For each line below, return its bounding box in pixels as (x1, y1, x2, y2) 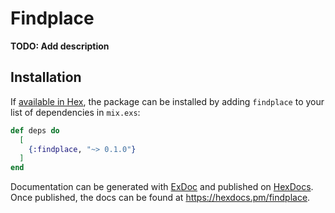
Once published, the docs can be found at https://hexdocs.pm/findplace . (10, 192, 311, 204)
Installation (10, 69, 82, 86)
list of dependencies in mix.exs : (10, 106, 141, 118)
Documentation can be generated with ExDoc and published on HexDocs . (10, 181, 314, 193)
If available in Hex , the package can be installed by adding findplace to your (10, 95, 325, 107)
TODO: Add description (10, 40, 110, 52)
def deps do (10, 125, 60, 136)
